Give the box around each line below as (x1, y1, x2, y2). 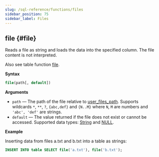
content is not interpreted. (5, 52, 57, 58)
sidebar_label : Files (5, 16, 49, 21)
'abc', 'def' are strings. (12, 109, 62, 115)
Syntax (5, 71, 20, 77)
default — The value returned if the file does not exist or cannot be (12, 114, 147, 120)
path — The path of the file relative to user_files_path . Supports (12, 99, 139, 105)
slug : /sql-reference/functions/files (5, 7, 83, 12)
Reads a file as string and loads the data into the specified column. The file (5, 47, 154, 53)
